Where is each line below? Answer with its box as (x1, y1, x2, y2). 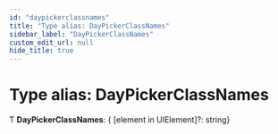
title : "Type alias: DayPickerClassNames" (9, 21, 170, 30)
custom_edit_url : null (9, 38, 94, 47)
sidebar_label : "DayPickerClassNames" (9, 29, 154, 38)
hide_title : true (9, 46, 74, 55)
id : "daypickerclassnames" (9, 13, 110, 22)
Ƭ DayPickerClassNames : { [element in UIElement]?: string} (9, 114, 231, 125)
